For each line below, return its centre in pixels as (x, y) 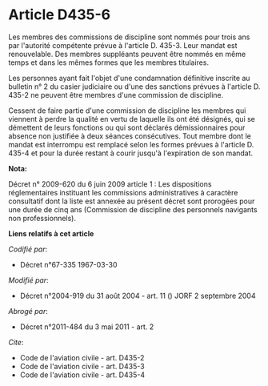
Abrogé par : (28, 311)
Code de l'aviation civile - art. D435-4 (82, 375)
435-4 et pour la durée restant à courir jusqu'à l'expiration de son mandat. (131, 153)
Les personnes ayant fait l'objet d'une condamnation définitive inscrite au (129, 78)
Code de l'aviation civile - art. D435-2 (82, 357)
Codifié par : (28, 249)
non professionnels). (42, 218)
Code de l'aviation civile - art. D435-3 (82, 366)
